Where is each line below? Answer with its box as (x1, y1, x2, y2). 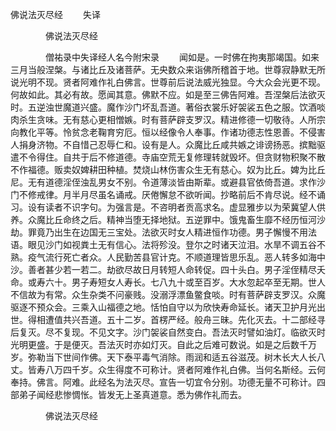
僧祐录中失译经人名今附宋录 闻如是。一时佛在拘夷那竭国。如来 (44, 51, 320, 63)
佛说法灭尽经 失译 (10, 9, 101, 20)
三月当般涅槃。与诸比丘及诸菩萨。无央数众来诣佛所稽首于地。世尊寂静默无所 (10, 64, 326, 75)
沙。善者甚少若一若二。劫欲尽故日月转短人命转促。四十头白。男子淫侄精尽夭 (10, 264, 326, 275)
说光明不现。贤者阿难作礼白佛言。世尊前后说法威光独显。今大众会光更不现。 (10, 76, 326, 88)
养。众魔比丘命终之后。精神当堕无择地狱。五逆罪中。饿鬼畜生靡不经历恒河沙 (10, 214, 326, 225)
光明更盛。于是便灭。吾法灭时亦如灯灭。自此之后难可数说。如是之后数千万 (10, 339, 317, 350)
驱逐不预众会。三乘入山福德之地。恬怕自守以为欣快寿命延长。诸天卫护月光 (10, 301, 317, 313)
